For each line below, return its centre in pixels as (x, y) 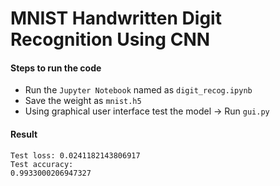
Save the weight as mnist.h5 (83, 101)
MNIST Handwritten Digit (116, 18)
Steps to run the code (56, 68)
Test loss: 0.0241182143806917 (75, 155)
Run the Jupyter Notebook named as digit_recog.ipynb (138, 90)
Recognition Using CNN (110, 39)
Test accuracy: (42, 164)
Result (24, 134)
